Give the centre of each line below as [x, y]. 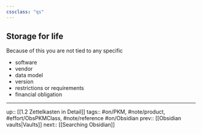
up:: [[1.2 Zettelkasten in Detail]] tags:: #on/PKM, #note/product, [86, 112]
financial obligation [38, 95]
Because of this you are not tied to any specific [65, 51]
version [24, 81]
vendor [24, 69]
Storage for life [35, 37]
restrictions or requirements [49, 88]
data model [29, 75]
